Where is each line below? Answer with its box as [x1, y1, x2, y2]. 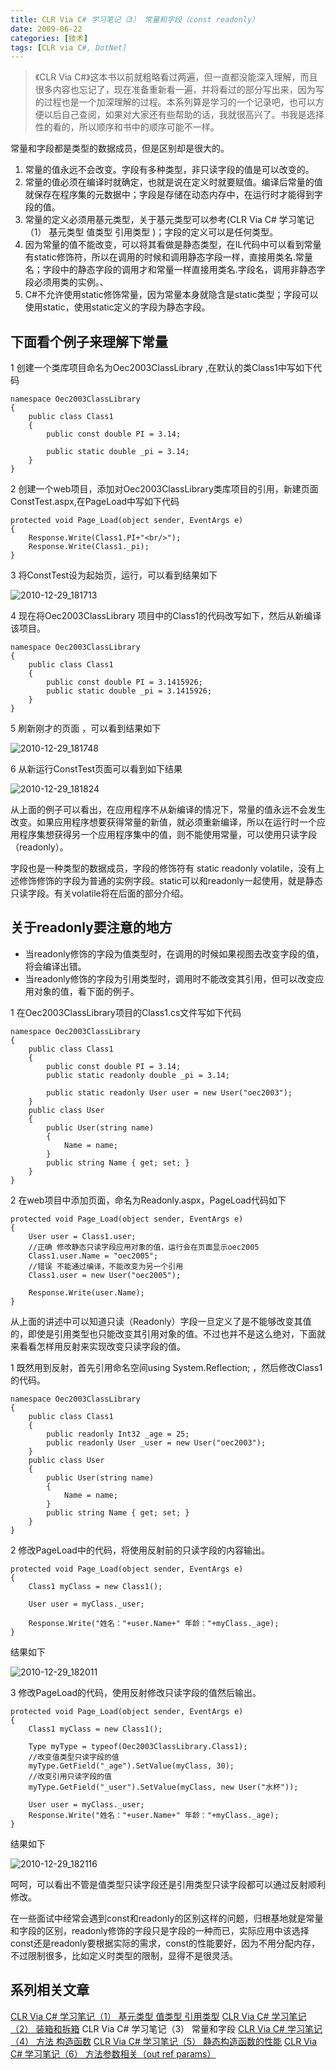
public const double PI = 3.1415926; [46, 677, 203, 688]
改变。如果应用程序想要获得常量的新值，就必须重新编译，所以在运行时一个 [10, 816, 317, 828]
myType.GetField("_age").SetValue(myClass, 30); [28, 1761, 235, 1771]
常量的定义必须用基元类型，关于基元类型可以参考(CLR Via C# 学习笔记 [24, 214, 315, 226]
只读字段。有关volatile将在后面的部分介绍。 [10, 887, 189, 900]
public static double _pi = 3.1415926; [46, 686, 213, 696]
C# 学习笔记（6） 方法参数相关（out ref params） [10, 2047, 217, 2060]
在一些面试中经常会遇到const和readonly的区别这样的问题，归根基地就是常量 [10, 1912, 324, 1924]
